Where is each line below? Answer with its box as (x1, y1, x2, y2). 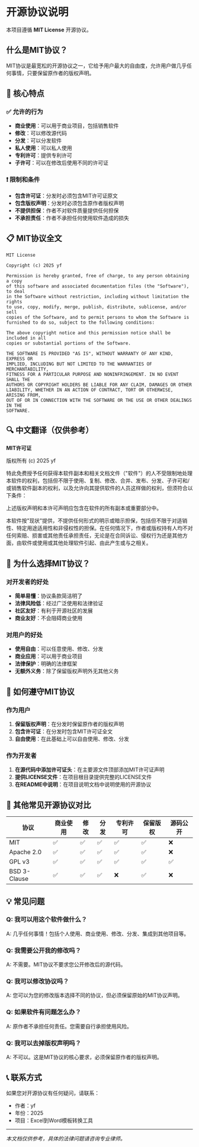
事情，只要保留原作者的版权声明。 (11, 69, 95, 76)
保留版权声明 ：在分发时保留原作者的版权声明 (14, 721, 124, 728)
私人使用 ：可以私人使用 (14, 145, 72, 152)
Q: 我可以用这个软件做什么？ (6, 915, 88, 924)
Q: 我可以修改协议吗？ (6, 977, 69, 986)
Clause (9, 875, 28, 883)
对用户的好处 (6, 631, 43, 639)
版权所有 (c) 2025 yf (6, 457, 56, 464)
